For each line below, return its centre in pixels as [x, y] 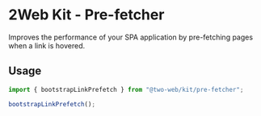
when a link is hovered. [47, 45]
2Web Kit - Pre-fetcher [86, 15]
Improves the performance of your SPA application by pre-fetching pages [130, 37]
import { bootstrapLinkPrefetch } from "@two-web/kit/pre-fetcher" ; [126, 89]
